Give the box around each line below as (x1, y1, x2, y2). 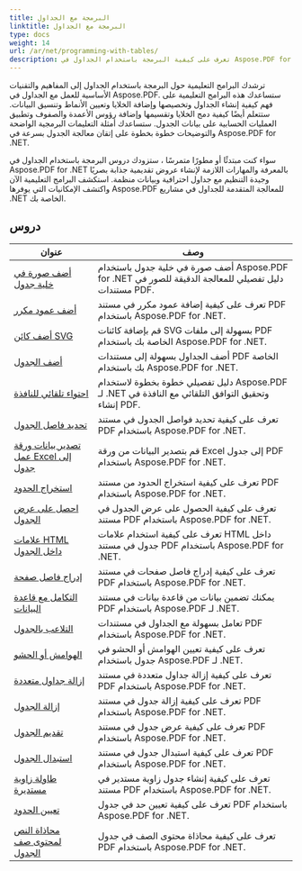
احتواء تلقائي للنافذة (13, 386, 89, 399)
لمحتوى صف (13, 835, 62, 848)
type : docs (9, 30, 50, 39)
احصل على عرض (13, 502, 79, 514)
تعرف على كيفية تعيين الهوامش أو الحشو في (97, 642, 266, 655)
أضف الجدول (13, 355, 63, 367)
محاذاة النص (13, 823, 60, 836)
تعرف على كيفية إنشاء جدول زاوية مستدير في (97, 772, 271, 785)
